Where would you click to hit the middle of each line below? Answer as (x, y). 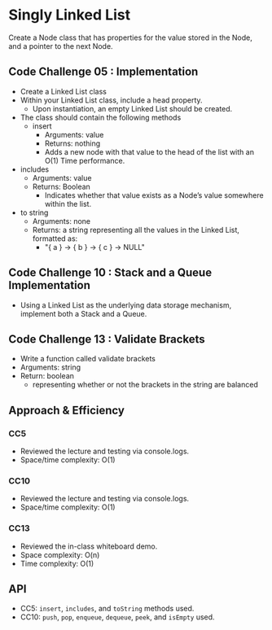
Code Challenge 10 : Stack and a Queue (110, 273)
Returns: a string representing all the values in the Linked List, (136, 230)
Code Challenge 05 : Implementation (103, 72)
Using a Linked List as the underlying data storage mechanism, (126, 305)
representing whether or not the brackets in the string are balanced (145, 385)
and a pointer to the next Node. (61, 46)
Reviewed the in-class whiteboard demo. (89, 546)
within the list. (68, 203)
